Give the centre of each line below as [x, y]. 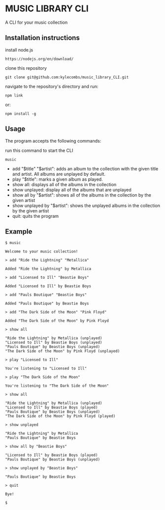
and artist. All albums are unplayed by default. [59, 174]
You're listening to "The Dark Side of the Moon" [57, 386]
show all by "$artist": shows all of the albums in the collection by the [82, 195]
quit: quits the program [35, 216]
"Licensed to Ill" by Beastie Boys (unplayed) [54, 343]
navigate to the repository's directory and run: [52, 86]
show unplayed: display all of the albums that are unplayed [72, 190]
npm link [14, 95]
